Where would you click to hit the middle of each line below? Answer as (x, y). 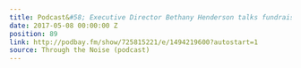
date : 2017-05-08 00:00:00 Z (64, 26)
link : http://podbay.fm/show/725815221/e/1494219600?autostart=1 (133, 42)
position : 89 (34, 34)
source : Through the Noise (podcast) (80, 50)
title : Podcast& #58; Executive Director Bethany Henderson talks (133, 17)
